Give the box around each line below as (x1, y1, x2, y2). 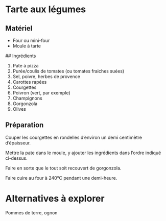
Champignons (12, 95, 42, 101)
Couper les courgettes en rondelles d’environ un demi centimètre (5, 134, 142, 140)
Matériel (5, 24, 33, 33)
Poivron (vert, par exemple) (12, 90, 70, 95)
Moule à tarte (12, 43, 41, 49)
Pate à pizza (12, 63, 39, 68)
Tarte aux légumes (5, 4, 86, 15)
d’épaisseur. (5, 139, 31, 146)
